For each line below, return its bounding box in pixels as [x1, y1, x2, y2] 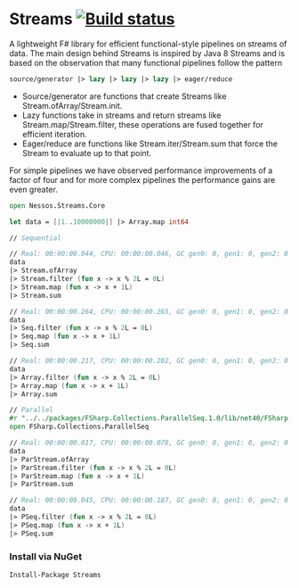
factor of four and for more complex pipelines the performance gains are [9, 174, 276, 185]
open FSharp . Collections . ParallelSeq [9, 422, 149, 432]
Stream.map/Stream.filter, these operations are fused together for [21, 119, 264, 129]
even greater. [9, 184, 58, 195]
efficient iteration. [21, 128, 87, 139]
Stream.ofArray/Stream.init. [21, 100, 123, 111]
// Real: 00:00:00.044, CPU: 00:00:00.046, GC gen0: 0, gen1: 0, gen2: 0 [9, 250, 289, 259]
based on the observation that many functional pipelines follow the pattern [9, 57, 283, 68]
